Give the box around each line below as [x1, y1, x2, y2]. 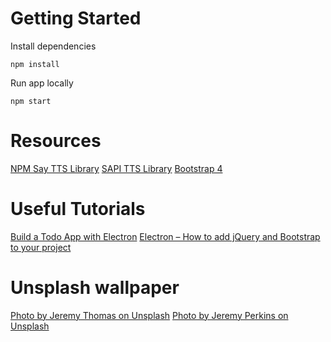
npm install [10, 59, 60, 69]
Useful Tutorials [10, 198, 146, 221]
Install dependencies [10, 40, 97, 52]
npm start [10, 96, 52, 106]
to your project [10, 241, 72, 253]
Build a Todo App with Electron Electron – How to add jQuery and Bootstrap [10, 230, 321, 242]
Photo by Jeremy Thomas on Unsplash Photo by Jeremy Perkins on [10, 309, 289, 321]
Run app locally [10, 77, 74, 89]
